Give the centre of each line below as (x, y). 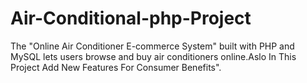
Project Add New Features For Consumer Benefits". (116, 67)
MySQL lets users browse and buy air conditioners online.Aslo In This (153, 56)
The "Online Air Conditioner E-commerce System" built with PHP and (152, 46)
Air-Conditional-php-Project (131, 18)
